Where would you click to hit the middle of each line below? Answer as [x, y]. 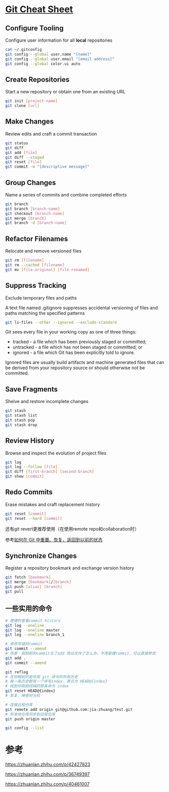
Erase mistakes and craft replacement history [53, 504]
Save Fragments [31, 389]
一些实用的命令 [29, 608]
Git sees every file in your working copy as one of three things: [71, 332]
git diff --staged [25, 157]
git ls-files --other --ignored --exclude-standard [61, 322]
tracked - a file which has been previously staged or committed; [79, 342]
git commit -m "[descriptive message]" [47, 167]
